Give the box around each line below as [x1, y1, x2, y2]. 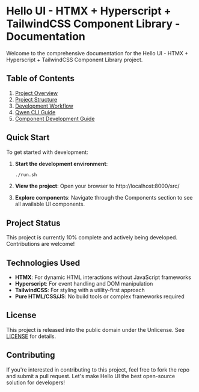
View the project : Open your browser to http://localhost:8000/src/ [14, 182, 180, 190]
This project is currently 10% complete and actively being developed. [6, 234, 178, 241]
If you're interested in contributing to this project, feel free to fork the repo [6, 366, 190, 373]
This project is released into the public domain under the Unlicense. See [6, 326, 185, 333]
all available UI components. [14, 200, 85, 208]
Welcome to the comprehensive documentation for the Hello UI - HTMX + [6, 49, 189, 57]
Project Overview [14, 89, 58, 97]
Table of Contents [6, 73, 75, 84]
